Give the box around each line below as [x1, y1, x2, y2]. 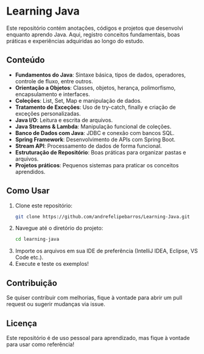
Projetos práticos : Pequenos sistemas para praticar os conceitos [15, 161, 179, 168]
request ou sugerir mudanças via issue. [6, 300, 105, 308]
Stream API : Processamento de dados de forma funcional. [15, 142, 163, 150]
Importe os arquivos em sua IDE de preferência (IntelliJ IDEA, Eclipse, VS [15, 248, 198, 255]
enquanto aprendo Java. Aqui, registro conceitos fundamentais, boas [6, 30, 180, 38]
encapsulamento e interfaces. [15, 90, 90, 98]
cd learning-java [15, 236, 60, 243]
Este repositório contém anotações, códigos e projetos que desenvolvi [6, 24, 184, 32]
